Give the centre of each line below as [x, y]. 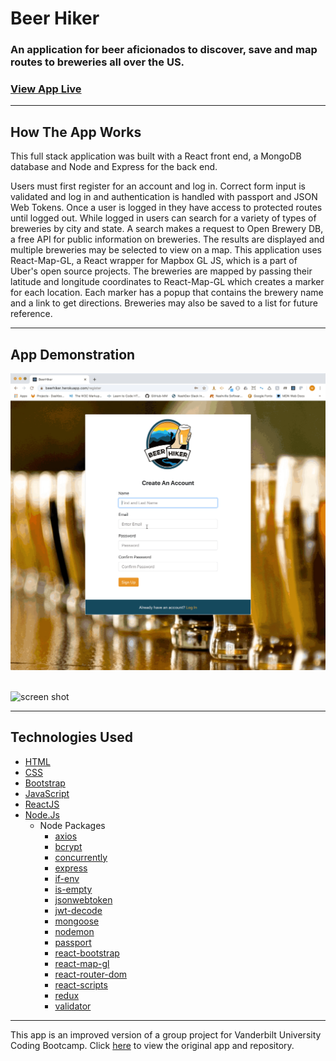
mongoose [77, 921]
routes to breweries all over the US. [97, 62]
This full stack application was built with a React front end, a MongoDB [156, 156]
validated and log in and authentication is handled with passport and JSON [164, 197]
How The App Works [76, 132]
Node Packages [72, 825]
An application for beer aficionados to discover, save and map [164, 50]
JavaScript [47, 793]
